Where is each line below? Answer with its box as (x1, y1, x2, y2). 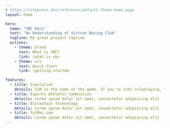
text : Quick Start (18, 64, 58, 69)
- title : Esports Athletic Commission (10, 92, 92, 97)
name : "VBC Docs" (10, 26, 47, 31)
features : (5, 77, 26, 82)
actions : (10, 40, 28, 46)
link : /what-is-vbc (18, 54, 60, 59)
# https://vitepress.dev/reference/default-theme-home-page (5, 7, 135, 13)
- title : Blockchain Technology (10, 101, 78, 106)
